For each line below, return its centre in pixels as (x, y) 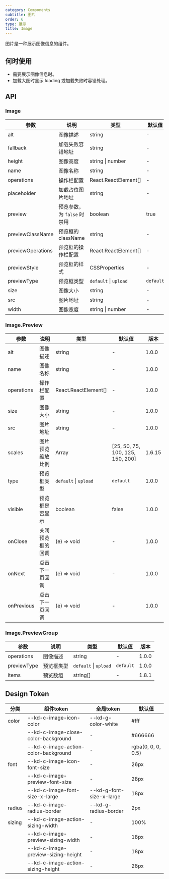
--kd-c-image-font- (53, 790)
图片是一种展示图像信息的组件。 (38, 44)
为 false (68, 214)
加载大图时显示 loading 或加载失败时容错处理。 (61, 80)
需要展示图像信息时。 (34, 74)
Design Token (27, 694)
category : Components (28, 10)
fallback (17, 148)
